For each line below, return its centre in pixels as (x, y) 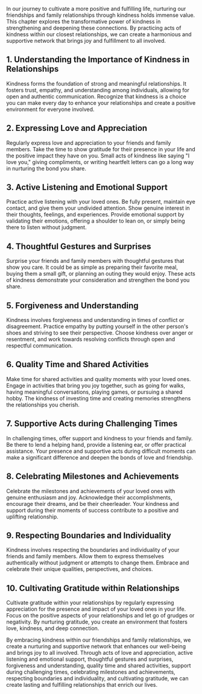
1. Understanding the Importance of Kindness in (98, 60)
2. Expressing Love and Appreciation (77, 128)
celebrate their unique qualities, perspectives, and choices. (80, 569)
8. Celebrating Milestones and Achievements (93, 477)
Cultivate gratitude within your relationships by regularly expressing (90, 603)
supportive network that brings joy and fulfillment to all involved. (86, 41)
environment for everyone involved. (50, 109)
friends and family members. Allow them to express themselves (85, 557)
